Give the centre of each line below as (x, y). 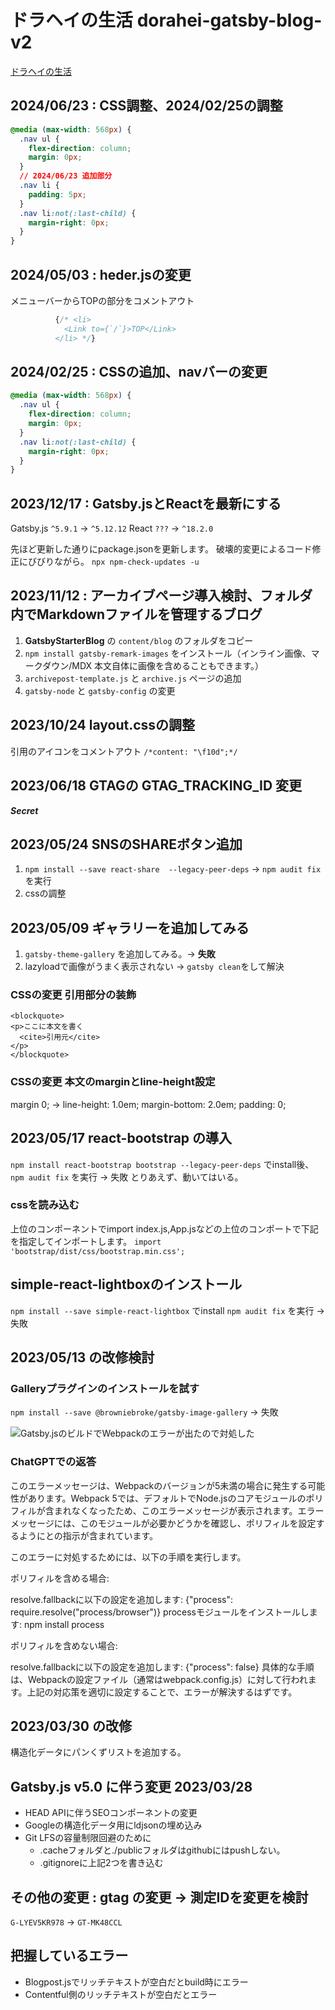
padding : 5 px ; (57, 194)
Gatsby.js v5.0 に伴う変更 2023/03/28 (131, 1786)
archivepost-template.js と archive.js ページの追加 (133, 678)
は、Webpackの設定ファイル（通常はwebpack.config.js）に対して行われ (159, 1679)
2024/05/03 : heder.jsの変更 (101, 274)
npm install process (64, 1624)
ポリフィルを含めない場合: (64, 1645)
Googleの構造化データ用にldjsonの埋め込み (113, 1825)
